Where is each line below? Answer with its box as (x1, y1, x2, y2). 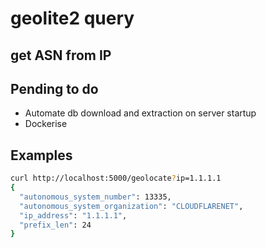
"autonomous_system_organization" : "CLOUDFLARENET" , (19, 201, 244, 211)
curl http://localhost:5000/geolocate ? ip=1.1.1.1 (10, 173, 222, 184)
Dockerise (24, 118, 68, 130)
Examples (10, 147, 73, 164)
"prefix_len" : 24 (19, 220, 92, 230)
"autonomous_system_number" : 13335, (19, 192, 172, 202)
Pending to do (10, 80, 99, 97)
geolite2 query (10, 7, 135, 30)
